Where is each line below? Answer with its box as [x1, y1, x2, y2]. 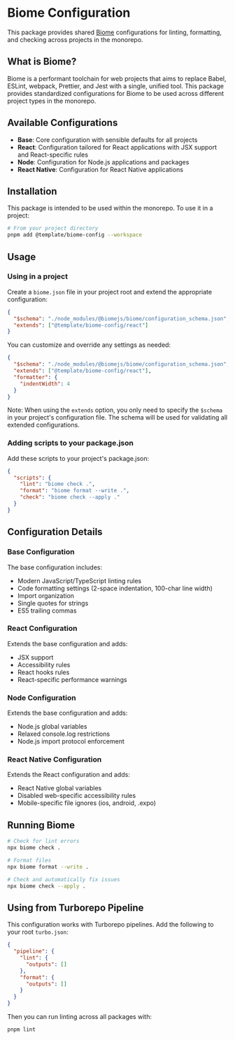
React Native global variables [17, 784, 102, 792]
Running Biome [7, 819, 76, 831]
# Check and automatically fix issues [7, 876, 120, 883]
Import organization [17, 591, 75, 599]
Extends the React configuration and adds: [7, 771, 131, 779]
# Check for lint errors [7, 838, 80, 845]
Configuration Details [7, 526, 103, 538]
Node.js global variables [17, 722, 87, 731]
